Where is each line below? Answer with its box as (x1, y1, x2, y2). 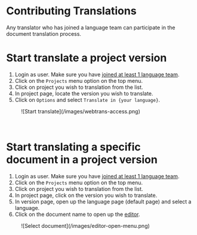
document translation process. (6, 30, 82, 37)
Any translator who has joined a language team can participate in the (6, 24, 176, 31)
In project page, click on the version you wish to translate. (14, 191, 158, 199)
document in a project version (6, 153, 158, 166)
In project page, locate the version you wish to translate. (14, 89, 153, 97)
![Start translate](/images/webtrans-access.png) (21, 107, 140, 115)
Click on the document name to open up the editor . (14, 211, 140, 218)
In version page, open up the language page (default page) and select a (14, 198, 192, 205)
